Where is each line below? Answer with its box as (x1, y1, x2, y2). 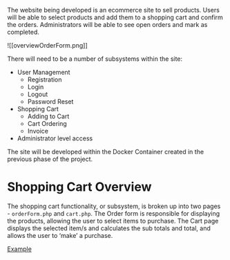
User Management (17, 68, 70, 76)
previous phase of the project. (7, 155, 93, 163)
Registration (27, 75, 62, 84)
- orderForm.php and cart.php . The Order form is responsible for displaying (7, 209, 220, 217)
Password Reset (27, 98, 74, 106)
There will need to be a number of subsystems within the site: (7, 55, 183, 63)
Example (7, 245, 32, 253)
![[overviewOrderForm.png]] (7, 41, 88, 49)
